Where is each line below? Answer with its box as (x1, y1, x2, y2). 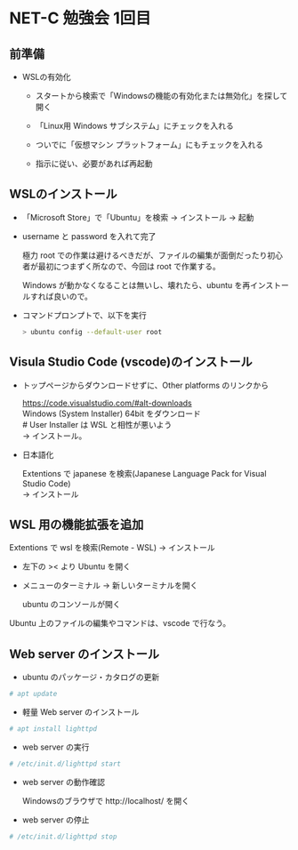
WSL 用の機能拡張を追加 (9, 517, 144, 532)
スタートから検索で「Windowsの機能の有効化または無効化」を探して (35, 91, 288, 100)
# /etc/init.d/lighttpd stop (9, 832, 117, 841)
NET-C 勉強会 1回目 (9, 8, 151, 28)
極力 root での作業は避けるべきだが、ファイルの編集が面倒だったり (21, 250, 268, 261)
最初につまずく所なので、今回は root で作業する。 (37, 261, 221, 271)
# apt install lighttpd (9, 725, 98, 734)
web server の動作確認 (21, 776, 105, 787)
